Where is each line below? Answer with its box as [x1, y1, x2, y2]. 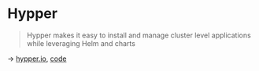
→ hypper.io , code [7, 54, 67, 63]
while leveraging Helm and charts [26, 38, 135, 48]
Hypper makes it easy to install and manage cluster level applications [26, 30, 251, 40]
